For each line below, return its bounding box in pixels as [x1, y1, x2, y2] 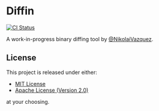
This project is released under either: [6, 69, 98, 76]
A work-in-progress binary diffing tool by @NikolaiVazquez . [6, 35, 154, 42]
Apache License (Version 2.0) [14, 87, 89, 94]
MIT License [14, 80, 46, 87]
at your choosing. [6, 98, 50, 105]
